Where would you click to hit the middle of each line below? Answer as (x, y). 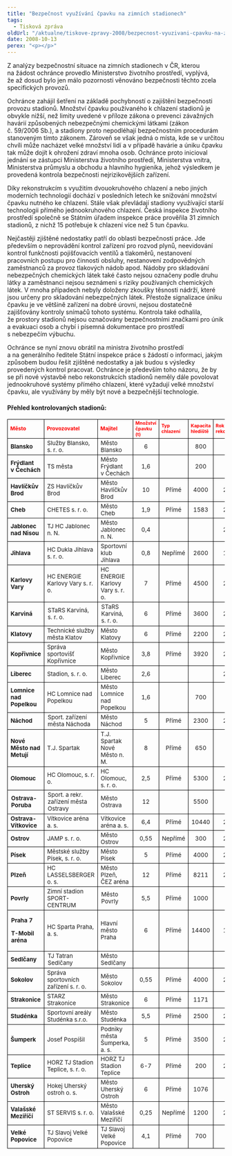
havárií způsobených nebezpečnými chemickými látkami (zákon (98, 123)
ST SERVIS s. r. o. (71, 1113)
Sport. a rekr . (65, 795)
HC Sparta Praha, (71, 927)
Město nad (25, 748)
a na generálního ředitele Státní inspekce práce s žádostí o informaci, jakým (115, 355)
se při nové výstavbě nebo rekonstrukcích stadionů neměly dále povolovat (113, 377)
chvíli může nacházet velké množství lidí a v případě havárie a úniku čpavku (115, 145)
